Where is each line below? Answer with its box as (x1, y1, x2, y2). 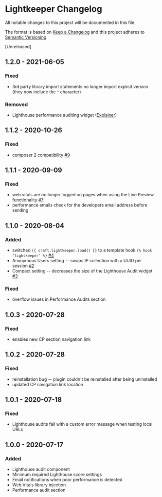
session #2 (12, 263, 35, 269)
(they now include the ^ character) (12, 89, 81, 95)
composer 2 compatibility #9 (12, 152, 70, 158)
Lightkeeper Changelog (5, 3, 102, 15)
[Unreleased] (5, 43, 32, 49)
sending (12, 207, 29, 213)
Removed (5, 101, 28, 108)
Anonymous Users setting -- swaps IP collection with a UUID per (12, 257, 142, 263)
